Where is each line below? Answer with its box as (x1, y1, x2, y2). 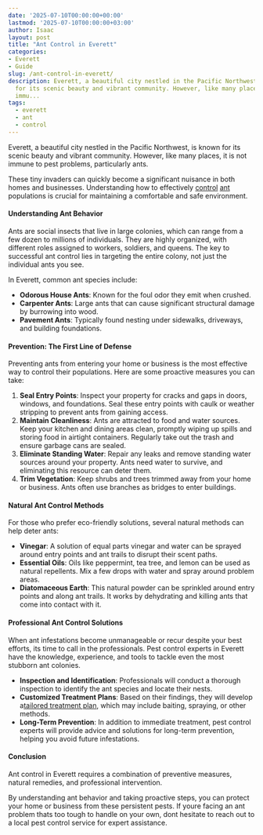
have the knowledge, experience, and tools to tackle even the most (8, 652, 225, 662)
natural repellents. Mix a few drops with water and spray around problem (19, 567, 254, 576)
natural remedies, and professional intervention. (8, 778, 163, 787)
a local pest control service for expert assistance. (8, 818, 168, 827)
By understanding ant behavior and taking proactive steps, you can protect (8, 793, 250, 802)
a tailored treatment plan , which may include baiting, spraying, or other (19, 700, 247, 710)
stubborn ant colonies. (8, 660, 81, 669)
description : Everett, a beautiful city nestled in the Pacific (8, 77, 222, 85)
